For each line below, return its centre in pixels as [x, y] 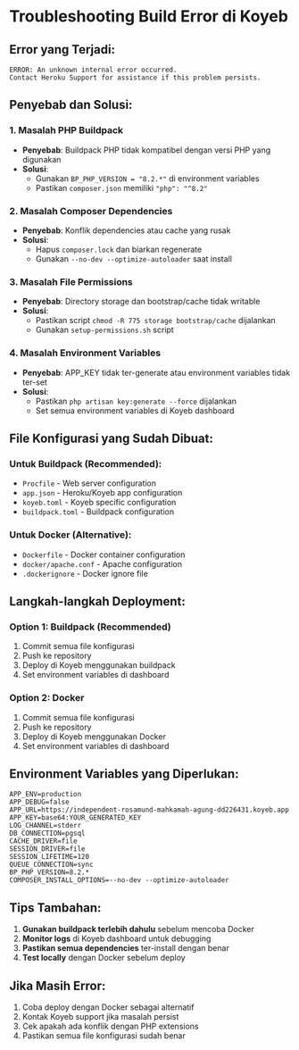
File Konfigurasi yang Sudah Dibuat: [112, 438]
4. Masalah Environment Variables [85, 353]
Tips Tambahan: [55, 908]
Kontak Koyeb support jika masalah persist [100, 1016]
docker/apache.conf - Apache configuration [102, 563]
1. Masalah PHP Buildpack [66, 130]
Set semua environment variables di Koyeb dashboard [135, 410]
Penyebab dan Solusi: [71, 105]
